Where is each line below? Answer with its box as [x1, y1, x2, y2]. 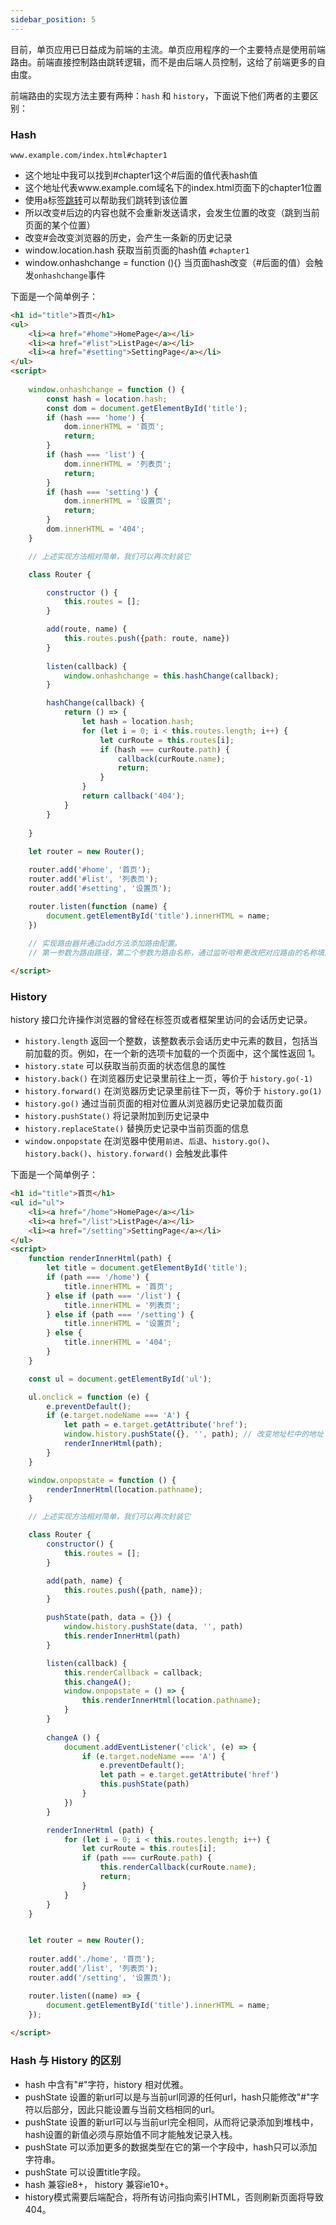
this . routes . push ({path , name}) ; [63, 1585, 203, 1595]
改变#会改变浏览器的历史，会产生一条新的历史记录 [24, 231, 233, 243]
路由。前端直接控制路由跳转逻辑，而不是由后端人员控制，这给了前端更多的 [10, 56, 317, 68]
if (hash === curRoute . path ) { [99, 744, 230, 755]
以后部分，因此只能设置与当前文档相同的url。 [33, 2103, 220, 2115]
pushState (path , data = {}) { [46, 1612, 172, 1623]
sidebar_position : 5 [10, 14, 97, 25]
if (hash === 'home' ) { [46, 412, 145, 423]
